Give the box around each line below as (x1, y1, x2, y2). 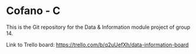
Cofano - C (6, 4, 61, 18)
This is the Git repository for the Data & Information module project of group (6, 23, 191, 31)
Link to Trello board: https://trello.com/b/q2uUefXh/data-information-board (6, 41, 189, 48)
